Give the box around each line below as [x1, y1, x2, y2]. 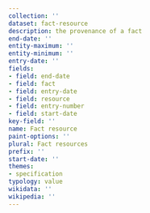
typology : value [8, 177, 63, 186]
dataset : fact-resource [8, 19, 89, 28]
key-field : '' [8, 117, 56, 126]
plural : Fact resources [8, 139, 89, 148]
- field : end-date [8, 72, 70, 80]
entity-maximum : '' [8, 42, 74, 50]
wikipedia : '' [8, 192, 56, 201]
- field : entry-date [8, 87, 78, 96]
